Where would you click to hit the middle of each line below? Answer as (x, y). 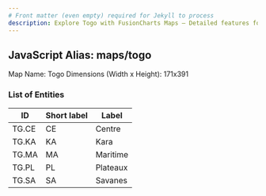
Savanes (112, 180)
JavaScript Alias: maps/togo (80, 55)
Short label (67, 115)
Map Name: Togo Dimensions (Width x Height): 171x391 (98, 74)
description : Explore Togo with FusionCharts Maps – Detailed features (129, 23)
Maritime (112, 154)
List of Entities (36, 94)
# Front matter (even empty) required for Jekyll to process (111, 15)
